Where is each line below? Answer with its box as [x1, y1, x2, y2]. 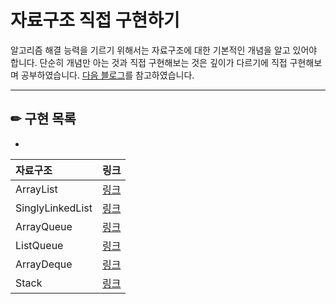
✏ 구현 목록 [10, 111, 77, 128]
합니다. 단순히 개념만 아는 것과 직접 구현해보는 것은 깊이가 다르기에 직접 [10, 56, 288, 68]
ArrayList [15, 182, 58, 196]
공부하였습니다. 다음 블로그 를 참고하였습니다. [20, 69, 195, 81]
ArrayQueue [15, 219, 73, 233]
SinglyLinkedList [15, 201, 93, 215]
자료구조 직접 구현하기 [10, 9, 180, 32]
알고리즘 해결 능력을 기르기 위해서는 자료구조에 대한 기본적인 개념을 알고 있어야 [10, 44, 318, 56]
